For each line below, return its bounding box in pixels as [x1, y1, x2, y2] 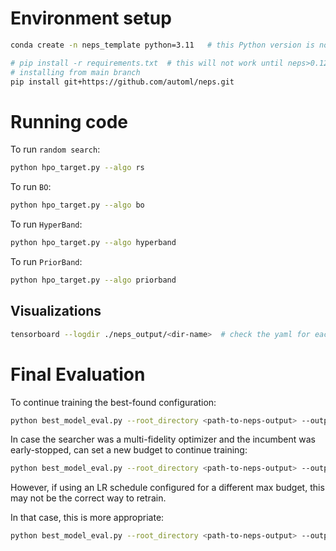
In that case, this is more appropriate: [10, 512, 165, 524]
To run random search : [10, 143, 101, 156]
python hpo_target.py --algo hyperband [10, 238, 177, 248]
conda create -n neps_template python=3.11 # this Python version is [10, 40, 315, 50]
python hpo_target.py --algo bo [10, 200, 145, 211]
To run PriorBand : [10, 256, 83, 267]
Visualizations [10, 303, 102, 320]
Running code [10, 110, 129, 133]
